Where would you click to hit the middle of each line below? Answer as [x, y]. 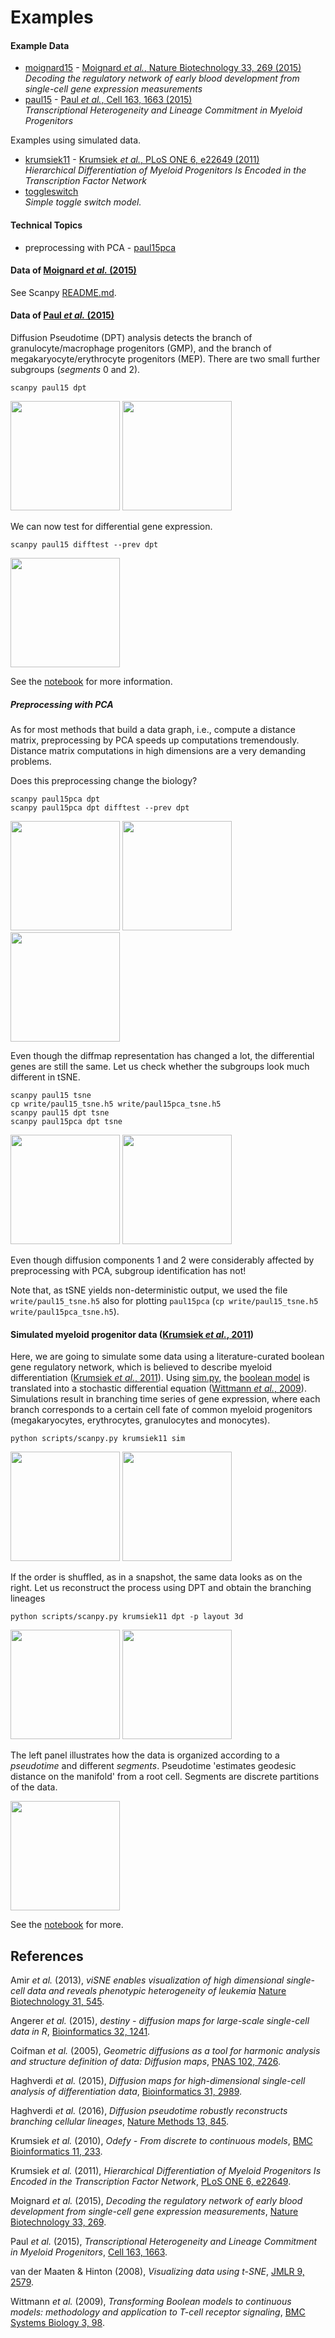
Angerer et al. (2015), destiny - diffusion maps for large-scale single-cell [160, 2020]
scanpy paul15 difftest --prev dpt [84, 545]
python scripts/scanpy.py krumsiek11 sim [98, 1439]
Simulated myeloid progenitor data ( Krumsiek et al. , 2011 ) [132, 1334]
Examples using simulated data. [76, 140]
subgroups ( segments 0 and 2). [75, 369]
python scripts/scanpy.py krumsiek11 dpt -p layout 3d [127, 1617]
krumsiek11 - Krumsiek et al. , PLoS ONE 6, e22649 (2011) [142, 160]
